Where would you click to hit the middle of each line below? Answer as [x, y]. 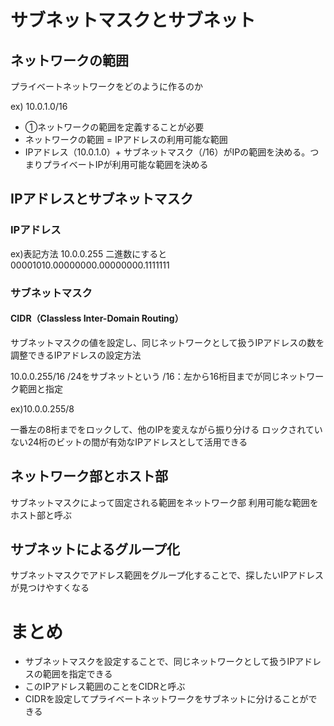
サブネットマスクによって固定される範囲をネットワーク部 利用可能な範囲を [164, 502]
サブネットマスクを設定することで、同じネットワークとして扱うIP [160, 662]
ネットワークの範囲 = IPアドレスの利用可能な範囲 [126, 139]
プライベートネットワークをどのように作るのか [106, 86]
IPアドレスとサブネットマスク [102, 199]
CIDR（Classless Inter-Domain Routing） [97, 318]
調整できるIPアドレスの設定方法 [76, 355]
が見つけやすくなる [50, 588]
